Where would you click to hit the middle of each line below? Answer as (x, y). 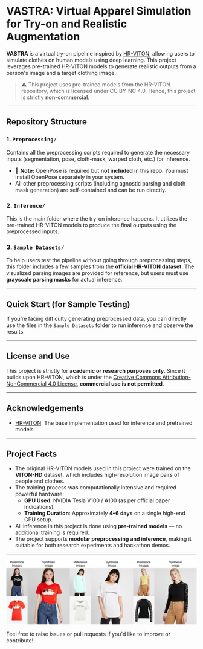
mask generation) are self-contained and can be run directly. (91, 190)
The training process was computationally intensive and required (96, 488)
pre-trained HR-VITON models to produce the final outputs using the (92, 225)
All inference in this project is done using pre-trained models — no (98, 526)
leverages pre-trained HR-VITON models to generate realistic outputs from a (101, 66)
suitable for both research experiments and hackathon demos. (92, 546)
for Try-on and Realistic (67, 24)
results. (16, 332)
